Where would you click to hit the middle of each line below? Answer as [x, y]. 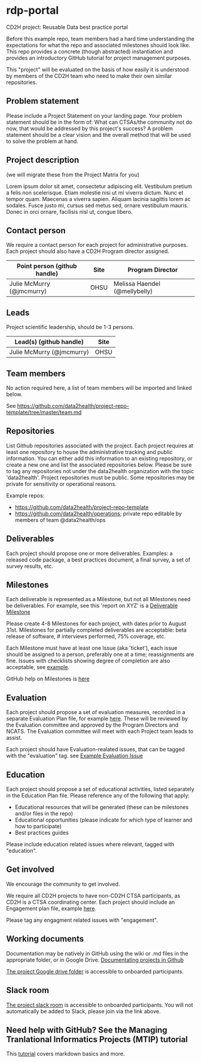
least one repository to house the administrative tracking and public [89, 452]
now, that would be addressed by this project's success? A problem [90, 128]
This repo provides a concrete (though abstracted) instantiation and [90, 51]
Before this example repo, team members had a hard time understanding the [100, 38]
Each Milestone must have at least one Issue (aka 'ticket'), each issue [92, 648]
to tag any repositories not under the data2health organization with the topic [100, 471]
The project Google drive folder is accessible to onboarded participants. [95, 971]
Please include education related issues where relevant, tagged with [90, 844]
